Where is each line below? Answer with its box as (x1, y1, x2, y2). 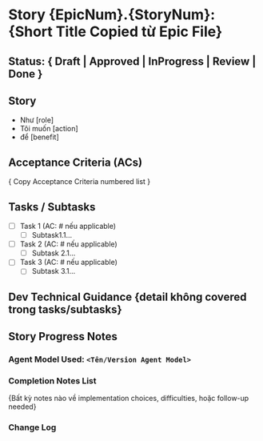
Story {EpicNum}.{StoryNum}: (8, 6, 216, 24)
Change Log (8, 422, 57, 433)
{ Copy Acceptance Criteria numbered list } (8, 177, 151, 186)
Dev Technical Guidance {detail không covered (8, 290, 247, 303)
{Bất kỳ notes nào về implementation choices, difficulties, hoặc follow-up (8, 394, 249, 403)
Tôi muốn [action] (19, 124, 78, 134)
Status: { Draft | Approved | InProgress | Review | (8, 54, 257, 68)
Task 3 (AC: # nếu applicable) (19, 258, 118, 267)
